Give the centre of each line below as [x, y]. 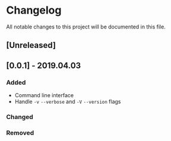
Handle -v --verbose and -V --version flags [68, 102]
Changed [20, 117]
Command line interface [44, 95]
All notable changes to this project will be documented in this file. [86, 27]
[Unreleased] [31, 45]
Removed [20, 133]
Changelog [34, 10]
